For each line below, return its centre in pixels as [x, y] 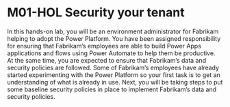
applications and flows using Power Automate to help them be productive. [111, 53]
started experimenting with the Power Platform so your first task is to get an [114, 75]
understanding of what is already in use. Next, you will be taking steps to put [115, 82]
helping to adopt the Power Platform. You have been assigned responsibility [114, 38]
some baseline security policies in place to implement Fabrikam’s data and [112, 89]
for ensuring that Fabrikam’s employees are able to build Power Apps [104, 46]
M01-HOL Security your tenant [96, 13]
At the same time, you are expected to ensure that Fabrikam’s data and [107, 60]
